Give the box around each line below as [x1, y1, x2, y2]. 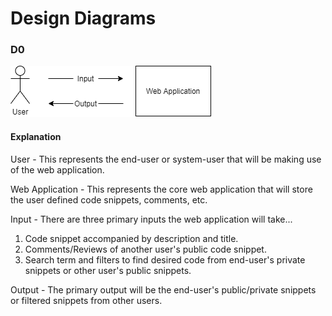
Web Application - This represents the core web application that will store [10, 183, 313, 195]
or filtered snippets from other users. [10, 294, 163, 306]
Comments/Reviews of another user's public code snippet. [24, 243, 267, 255]
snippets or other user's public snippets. [24, 264, 192, 276]
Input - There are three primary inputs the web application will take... [10, 213, 293, 225]
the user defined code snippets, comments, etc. [10, 193, 208, 206]
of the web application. [10, 163, 105, 176]
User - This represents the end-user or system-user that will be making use [10, 153, 322, 165]
